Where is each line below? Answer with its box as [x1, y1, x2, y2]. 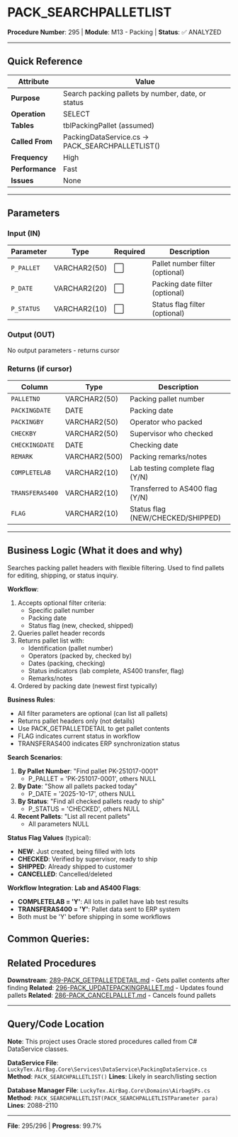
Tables [11, 120, 34, 130]
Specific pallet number [28, 606, 95, 614]
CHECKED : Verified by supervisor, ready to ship [17, 854, 158, 863]
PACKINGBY [11, 418, 44, 426]
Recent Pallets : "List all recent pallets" [17, 812, 131, 820]
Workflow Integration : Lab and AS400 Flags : [7, 883, 142, 892]
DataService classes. [7, 1045, 69, 1053]
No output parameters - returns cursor [7, 346, 120, 354]
